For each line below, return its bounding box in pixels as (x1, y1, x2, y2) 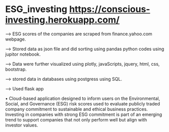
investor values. (5, 122, 38, 128)
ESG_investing (5, 4, 68, 15)
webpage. (5, 36, 26, 42)
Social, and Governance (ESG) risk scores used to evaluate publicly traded (5, 100, 160, 106)
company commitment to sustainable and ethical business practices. (5, 106, 148, 112)
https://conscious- (69, 4, 150, 15)
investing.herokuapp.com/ (5, 14, 120, 26)
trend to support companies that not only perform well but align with (5, 116, 147, 122)
